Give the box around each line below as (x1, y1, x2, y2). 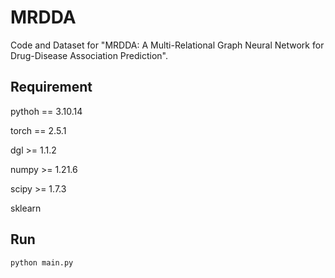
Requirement (10, 79, 93, 96)
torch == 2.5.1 (10, 124, 67, 136)
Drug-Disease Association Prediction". (10, 49, 169, 61)
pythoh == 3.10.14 (10, 105, 83, 117)
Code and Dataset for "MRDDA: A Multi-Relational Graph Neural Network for (10, 39, 325, 51)
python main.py (10, 257, 74, 268)
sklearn (10, 202, 42, 214)
